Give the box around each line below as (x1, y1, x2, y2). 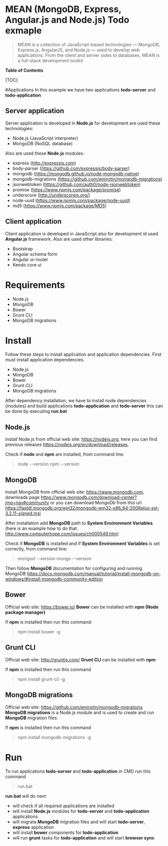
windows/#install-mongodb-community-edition (5, 576, 103, 582)
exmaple (5, 25, 42, 36)
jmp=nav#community (5, 500, 49, 506)
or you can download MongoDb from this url (50, 500, 142, 506)
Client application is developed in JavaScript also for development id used (5, 230, 158, 237)
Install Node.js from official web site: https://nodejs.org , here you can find (5, 436, 157, 442)
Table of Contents (5, 67, 44, 73)
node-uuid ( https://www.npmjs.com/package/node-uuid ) (12, 197, 131, 203)
